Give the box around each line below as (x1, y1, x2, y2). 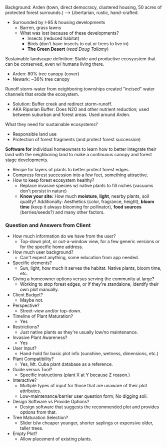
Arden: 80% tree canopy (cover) (12, 71, 79, 77)
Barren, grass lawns (19, 25, 61, 31)
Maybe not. (19, 297, 43, 303)
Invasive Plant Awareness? (12, 334, 67, 341)
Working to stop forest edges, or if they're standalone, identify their (19, 281, 159, 287)
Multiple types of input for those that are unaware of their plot (19, 383, 147, 389)
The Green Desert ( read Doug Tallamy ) (27, 46, 109, 52)
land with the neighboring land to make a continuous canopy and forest (5, 152, 152, 157)
